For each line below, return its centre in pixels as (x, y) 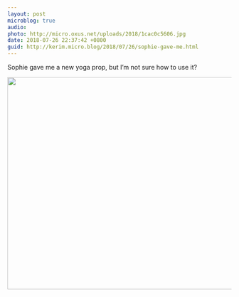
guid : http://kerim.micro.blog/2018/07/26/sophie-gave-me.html (103, 47)
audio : (17, 27)
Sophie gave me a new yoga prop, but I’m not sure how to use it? (102, 67)
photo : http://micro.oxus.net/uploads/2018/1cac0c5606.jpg (97, 34)
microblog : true (31, 21)
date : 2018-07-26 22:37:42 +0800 (57, 40)
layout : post (27, 14)
